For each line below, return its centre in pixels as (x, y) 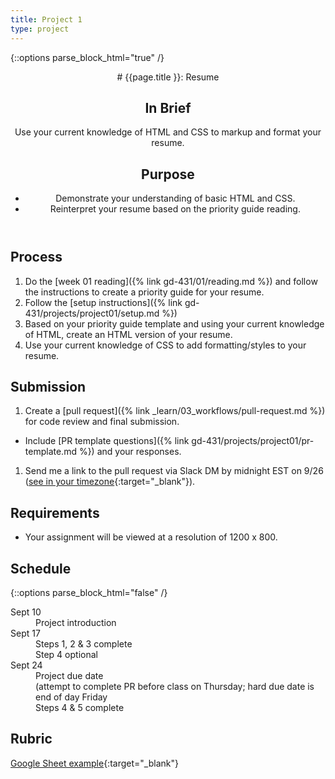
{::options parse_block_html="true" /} (87, 57)
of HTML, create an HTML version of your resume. (128, 334)
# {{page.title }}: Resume (168, 77)
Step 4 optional (66, 654)
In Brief (168, 107)
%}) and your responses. (130, 452)
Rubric (31, 739)
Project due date (69, 675)
